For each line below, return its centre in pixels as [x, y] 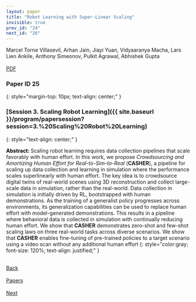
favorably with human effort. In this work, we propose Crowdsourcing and [95, 157]
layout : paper [23, 11]
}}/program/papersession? [45, 119]
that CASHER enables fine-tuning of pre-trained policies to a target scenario [98, 237]
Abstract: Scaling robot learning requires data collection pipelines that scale [98, 151]
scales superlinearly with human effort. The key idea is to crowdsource [92, 175]
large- [183, 182]
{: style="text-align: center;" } [42, 139]
